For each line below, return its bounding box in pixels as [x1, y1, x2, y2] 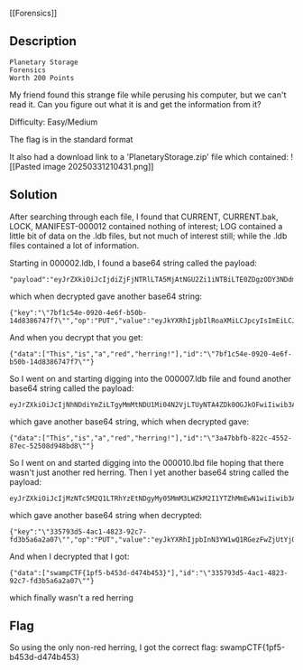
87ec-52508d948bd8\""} [9, 442, 95, 451]
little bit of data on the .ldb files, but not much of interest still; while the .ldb [9, 230, 288, 241]
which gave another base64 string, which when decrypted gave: [9, 415, 250, 427]
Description [9, 33, 77, 49]
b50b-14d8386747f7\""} [9, 357, 95, 367]
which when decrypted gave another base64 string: [9, 291, 203, 302]
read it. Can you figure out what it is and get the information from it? [9, 98, 262, 109]
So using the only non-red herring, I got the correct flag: [9, 642, 218, 653]
